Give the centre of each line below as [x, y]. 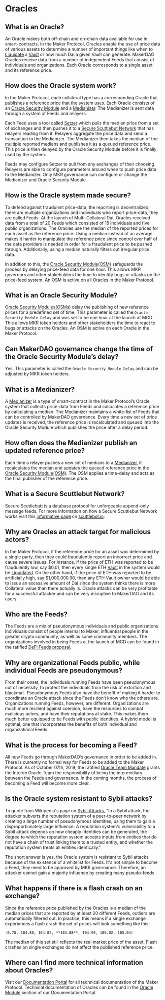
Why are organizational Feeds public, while [73, 663]
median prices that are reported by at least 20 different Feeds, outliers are [80, 913]
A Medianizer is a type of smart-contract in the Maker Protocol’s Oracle [77, 401]
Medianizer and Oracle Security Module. [46, 180]
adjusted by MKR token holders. [37, 374]
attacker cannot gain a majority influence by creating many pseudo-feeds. [81, 873]
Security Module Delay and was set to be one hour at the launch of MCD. [79, 318]
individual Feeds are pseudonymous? [64, 670]
